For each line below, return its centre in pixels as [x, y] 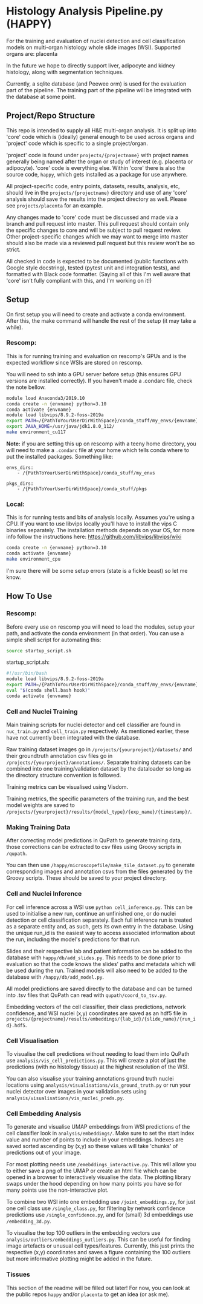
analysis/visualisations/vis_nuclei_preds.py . [65, 1098]
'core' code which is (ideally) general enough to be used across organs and [100, 137]
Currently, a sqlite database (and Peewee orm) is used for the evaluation [96, 84]
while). [14, 327]
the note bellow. [26, 387]
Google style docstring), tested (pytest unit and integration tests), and [93, 268]
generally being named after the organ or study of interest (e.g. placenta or [100, 161]
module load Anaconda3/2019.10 [46, 398]
